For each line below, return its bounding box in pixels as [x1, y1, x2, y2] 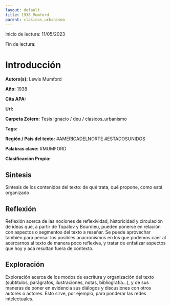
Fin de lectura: [5, 41, 36, 47]
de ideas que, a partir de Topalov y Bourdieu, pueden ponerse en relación [5, 223, 161, 229]
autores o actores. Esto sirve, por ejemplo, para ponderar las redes [5, 290, 147, 296]
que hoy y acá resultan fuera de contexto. [5, 245, 94, 252]
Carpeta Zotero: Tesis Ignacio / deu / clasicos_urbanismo [5, 116, 127, 122]
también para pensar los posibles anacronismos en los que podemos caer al [5, 234, 166, 240]
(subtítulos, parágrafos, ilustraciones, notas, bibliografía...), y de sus [5, 279, 149, 285]
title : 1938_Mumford [5, 12, 50, 17]
